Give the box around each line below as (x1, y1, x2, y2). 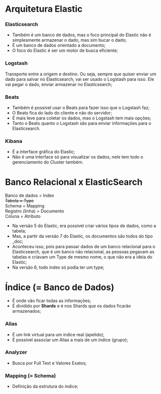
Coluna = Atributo (5, 213, 41, 219)
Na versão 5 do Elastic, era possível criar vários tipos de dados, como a (12, 223, 156, 229)
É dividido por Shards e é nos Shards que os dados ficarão (12, 303, 131, 309)
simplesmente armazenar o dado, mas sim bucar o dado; (12, 37, 127, 43)
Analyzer (5, 349, 27, 356)
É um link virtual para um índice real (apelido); (12, 331, 105, 337)
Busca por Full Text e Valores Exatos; (12, 360, 87, 366)
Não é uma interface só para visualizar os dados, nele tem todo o (12, 154, 143, 160)
